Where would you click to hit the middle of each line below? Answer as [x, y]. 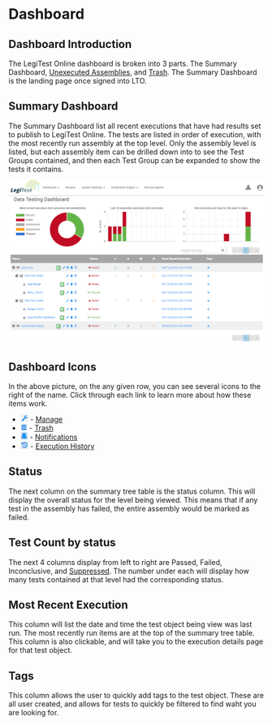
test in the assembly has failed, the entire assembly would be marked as [129, 508]
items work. [28, 403]
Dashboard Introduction [70, 44]
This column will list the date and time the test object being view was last [130, 624]
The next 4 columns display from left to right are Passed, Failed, [115, 562]
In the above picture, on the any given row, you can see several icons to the [135, 386]
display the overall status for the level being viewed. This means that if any [133, 499]
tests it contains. [36, 169]
